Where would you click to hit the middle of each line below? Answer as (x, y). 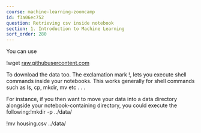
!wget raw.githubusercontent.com (48, 63)
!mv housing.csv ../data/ (36, 123)
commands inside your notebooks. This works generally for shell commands (100, 81)
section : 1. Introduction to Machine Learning (65, 29)
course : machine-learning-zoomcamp (51, 12)
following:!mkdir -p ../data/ (39, 112)
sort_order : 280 (26, 34)
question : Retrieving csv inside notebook (60, 23)
